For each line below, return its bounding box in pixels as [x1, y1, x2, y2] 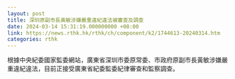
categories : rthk [7, 36, 58, 43]
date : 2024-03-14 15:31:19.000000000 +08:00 [7, 23, 139, 30]
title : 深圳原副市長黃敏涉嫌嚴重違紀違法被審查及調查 [7, 17, 144, 24]
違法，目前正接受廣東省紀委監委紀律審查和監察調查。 [25, 64, 179, 73]
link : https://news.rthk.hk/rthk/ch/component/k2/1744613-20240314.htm [7, 29, 220, 37]
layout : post [7, 10, 45, 17]
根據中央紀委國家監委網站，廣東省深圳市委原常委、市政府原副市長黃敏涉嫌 [7, 56, 222, 64]
